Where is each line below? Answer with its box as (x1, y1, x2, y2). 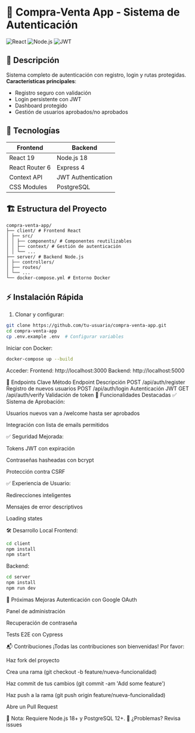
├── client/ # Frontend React (6, 228, 82, 234)
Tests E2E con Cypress (6, 631, 63, 638)
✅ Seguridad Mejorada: (6, 432, 64, 440)
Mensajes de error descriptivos (6, 503, 83, 510)
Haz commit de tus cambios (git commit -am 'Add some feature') (6, 680, 166, 687)
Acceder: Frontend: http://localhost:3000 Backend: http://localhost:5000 (6, 366, 185, 374)
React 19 (9, 153, 35, 162)
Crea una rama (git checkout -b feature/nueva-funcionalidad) (6, 668, 157, 676)
